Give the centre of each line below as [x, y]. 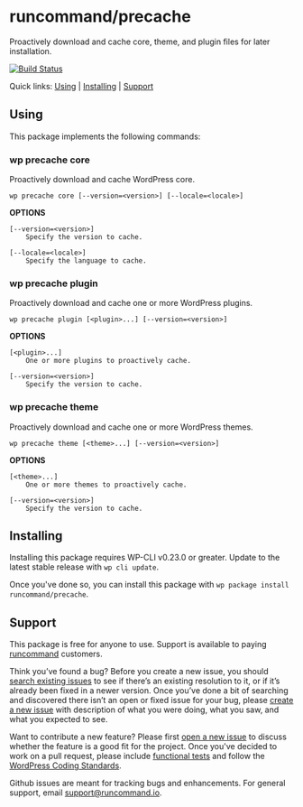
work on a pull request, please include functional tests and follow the [137, 756]
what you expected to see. [59, 719]
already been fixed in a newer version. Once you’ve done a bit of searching [149, 691]
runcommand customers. [56, 654]
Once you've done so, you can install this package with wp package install [149, 585]
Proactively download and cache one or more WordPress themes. [132, 427]
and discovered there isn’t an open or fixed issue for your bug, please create [151, 700]
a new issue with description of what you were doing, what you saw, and [144, 710]
